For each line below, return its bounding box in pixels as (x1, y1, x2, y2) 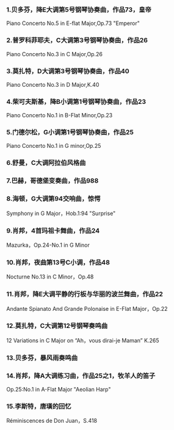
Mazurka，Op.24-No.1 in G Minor (6, 241, 90, 249)
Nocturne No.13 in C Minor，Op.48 (6, 273, 94, 280)
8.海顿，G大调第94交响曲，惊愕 (6, 194, 101, 203)
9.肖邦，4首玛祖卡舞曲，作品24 (6, 226, 100, 235)
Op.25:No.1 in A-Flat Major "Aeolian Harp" (6, 386, 111, 393)
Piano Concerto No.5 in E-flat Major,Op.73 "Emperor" (6, 20, 140, 27)
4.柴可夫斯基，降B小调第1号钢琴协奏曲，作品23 (6, 97, 147, 106)
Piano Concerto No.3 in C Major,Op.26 (6, 50, 103, 57)
